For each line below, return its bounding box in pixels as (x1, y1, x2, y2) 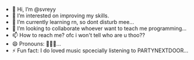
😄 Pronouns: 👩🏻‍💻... (11, 40, 61, 47)
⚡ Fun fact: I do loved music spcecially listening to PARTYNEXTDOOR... (11, 47, 189, 54)
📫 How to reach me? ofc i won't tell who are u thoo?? (11, 32, 146, 38)
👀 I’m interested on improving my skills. (11, 12, 110, 19)
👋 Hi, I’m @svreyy (11, 6, 56, 13)
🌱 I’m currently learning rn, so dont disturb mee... (11, 19, 134, 25)
